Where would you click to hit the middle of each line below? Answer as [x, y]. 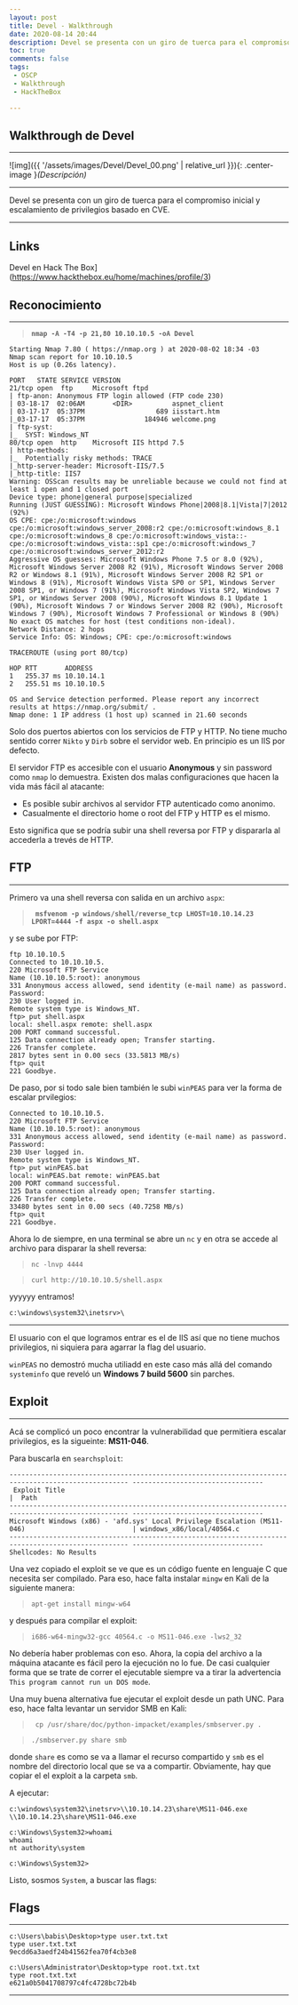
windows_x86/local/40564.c [190, 1529]
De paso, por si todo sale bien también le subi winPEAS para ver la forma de [145, 1087]
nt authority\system [47, 1848]
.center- [259, 165]
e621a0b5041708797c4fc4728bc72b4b [73, 1984]
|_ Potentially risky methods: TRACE [81, 458]
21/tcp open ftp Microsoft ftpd [79, 388]
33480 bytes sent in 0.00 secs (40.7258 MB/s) [97, 1207]
